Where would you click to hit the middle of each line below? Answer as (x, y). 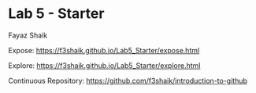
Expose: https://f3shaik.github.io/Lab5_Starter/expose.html (104, 50)
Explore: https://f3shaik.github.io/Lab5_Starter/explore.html (104, 65)
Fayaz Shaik (28, 35)
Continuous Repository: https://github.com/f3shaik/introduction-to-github (128, 80)
